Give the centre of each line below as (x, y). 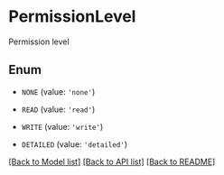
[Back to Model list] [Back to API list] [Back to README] (112, 161)
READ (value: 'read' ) (58, 109)
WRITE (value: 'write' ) (62, 126)
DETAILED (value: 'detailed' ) (75, 144)
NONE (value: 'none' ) (58, 91)
